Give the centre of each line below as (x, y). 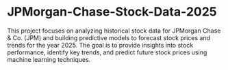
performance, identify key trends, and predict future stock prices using (107, 52)
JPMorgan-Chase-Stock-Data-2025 (112, 12)
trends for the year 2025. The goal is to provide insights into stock (100, 45)
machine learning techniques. (49, 59)
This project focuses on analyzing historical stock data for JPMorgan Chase (114, 31)
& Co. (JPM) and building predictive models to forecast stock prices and (109, 37)
